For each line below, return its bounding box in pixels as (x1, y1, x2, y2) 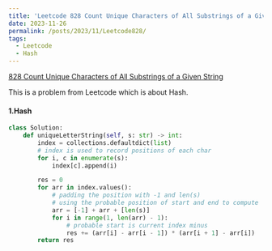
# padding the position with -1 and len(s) (51, 191, 201, 199)
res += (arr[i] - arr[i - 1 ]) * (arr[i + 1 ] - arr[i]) (66, 228, 255, 237)
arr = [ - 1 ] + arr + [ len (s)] (51, 206, 151, 215)
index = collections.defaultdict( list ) (37, 138, 172, 147)
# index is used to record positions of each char (37, 147, 212, 155)
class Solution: (8, 124, 63, 132)
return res (37, 236, 74, 245)
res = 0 (37, 176, 63, 185)
